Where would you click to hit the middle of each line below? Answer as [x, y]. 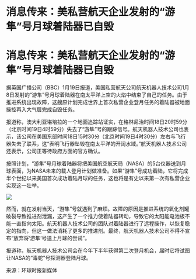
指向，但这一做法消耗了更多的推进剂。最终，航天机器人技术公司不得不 [100, 231]
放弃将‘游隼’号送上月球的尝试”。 [52, 238]
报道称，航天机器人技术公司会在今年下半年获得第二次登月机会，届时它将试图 [98, 251]
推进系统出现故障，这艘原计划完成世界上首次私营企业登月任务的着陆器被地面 [98, 102]
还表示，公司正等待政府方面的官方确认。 [55, 151]
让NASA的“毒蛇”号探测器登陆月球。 [49, 258]
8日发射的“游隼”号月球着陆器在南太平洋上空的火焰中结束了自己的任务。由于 [97, 95]
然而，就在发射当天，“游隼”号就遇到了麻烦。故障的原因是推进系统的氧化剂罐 [98, 209]
